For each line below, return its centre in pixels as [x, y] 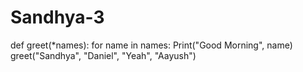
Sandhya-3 [57, 17]
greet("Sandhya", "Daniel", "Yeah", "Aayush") [103, 55]
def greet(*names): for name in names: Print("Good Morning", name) [151, 45]
